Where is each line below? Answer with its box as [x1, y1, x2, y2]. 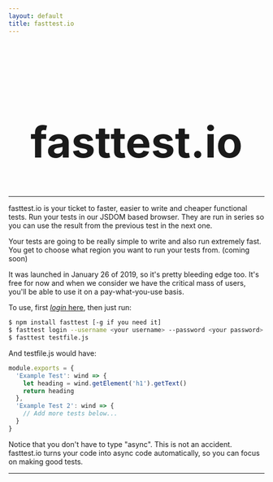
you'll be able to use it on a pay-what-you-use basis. [8, 287, 184, 297]
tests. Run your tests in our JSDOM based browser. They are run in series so [8, 213, 265, 222]
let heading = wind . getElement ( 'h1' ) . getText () [23, 379, 187, 388]
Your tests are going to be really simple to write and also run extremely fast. [8, 237, 262, 247]
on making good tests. [8, 457, 84, 467]
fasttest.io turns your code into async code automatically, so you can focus [8, 448, 260, 458]
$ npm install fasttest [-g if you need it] [8, 318, 162, 326]
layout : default [8, 11, 63, 20]
